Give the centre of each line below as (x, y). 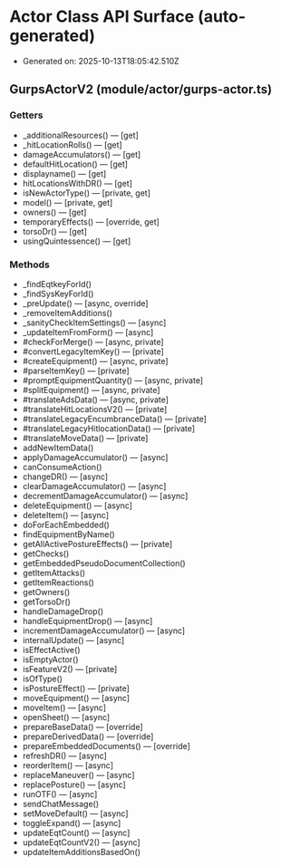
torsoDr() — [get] (55, 231)
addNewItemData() (58, 447)
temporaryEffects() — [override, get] (91, 221)
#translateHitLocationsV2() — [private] (95, 409)
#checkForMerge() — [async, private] (93, 342)
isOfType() (43, 678)
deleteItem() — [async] (66, 515)
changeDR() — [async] (65, 476)
